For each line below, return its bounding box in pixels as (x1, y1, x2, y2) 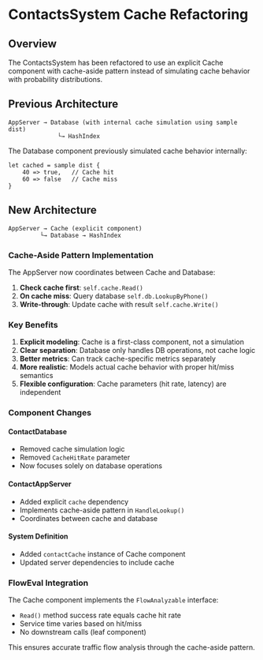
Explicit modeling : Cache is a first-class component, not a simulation (19, 337, 244, 347)
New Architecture (8, 204, 97, 217)
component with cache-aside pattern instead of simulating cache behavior (8, 66, 250, 76)
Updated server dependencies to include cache (19, 557, 175, 567)
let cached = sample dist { (8, 161, 101, 169)
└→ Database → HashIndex (39, 231, 122, 239)
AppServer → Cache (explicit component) (8, 224, 143, 232)
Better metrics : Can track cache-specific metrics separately (19, 354, 217, 364)
